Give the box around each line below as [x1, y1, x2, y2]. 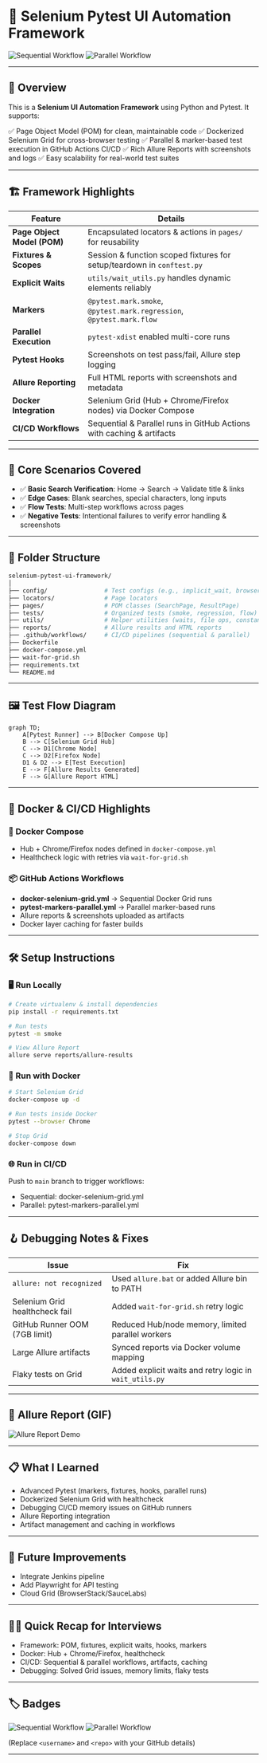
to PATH [111, 1283, 142, 1294]
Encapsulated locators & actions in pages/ [87, 226, 244, 238]
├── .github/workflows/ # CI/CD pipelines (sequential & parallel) [8, 632, 250, 639]
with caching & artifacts [87, 427, 176, 439]
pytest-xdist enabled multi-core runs [87, 331, 230, 342]
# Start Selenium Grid [8, 1088, 83, 1096]
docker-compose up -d [8, 1096, 80, 1104]
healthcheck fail [12, 1305, 72, 1316]
